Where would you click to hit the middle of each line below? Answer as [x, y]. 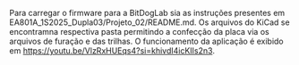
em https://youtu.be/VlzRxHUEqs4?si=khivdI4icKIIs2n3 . [112, 51]
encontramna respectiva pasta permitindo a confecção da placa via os [140, 32]
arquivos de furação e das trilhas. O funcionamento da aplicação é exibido [146, 41]
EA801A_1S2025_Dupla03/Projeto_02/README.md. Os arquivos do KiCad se [149, 22]
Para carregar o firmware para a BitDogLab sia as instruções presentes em [147, 13]
